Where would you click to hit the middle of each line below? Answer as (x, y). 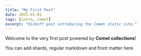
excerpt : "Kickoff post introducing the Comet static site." (71, 24)
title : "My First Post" (30, 10)
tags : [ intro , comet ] (28, 19)
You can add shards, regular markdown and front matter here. (70, 48)
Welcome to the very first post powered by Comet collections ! (71, 38)
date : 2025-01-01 (24, 15)
